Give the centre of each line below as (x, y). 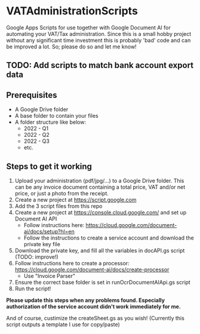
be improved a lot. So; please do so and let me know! (71, 47)
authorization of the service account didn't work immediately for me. (93, 307)
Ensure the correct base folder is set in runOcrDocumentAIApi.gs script (103, 282)
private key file (42, 244)
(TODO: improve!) (36, 257)
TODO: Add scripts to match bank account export (100, 65)
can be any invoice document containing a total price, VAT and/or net (100, 187)
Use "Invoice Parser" (50, 275)
